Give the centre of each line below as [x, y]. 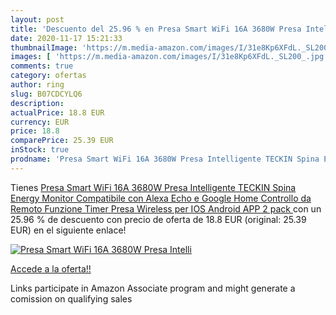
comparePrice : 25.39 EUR [62, 141]
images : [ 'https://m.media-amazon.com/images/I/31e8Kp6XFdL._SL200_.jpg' [169, 57]
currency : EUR [40, 122]
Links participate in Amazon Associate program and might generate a [153, 288]
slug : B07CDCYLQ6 [46, 94]
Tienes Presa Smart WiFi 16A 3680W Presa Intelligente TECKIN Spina [153, 187]
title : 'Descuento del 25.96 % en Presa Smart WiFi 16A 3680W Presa [156, 29]
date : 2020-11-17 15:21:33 [66, 38]
